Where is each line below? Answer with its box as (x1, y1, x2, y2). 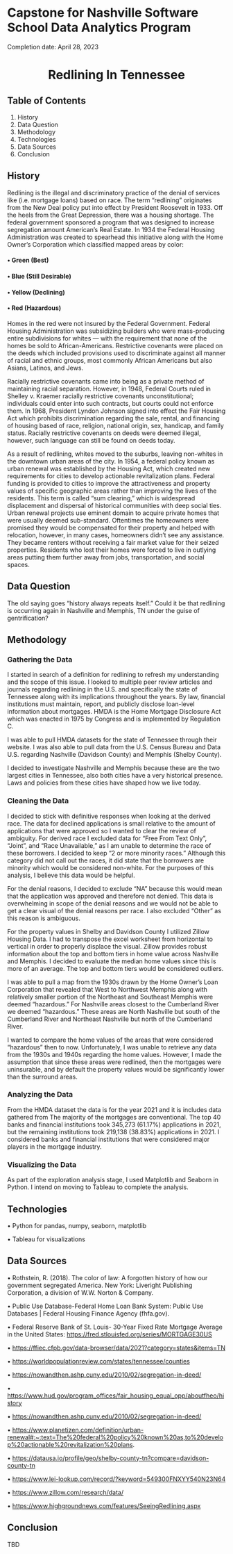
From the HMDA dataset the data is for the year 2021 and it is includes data (7, 1105, 222, 1113)
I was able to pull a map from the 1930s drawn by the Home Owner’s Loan (7, 978, 218, 986)
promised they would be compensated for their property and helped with (7, 523, 216, 532)
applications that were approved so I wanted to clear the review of (7, 826, 196, 835)
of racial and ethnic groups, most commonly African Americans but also (7, 356, 213, 364)
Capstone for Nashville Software (7, 5, 199, 21)
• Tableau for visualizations (7, 1235, 85, 1243)
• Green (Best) (7, 256, 49, 265)
